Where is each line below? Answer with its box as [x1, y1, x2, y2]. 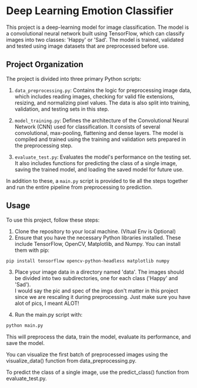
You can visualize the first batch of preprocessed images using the [6, 351, 168, 358]
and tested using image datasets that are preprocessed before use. [6, 42, 169, 50]
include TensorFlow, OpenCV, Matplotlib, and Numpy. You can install [14, 240, 181, 247]
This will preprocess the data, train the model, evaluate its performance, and [6, 333, 191, 340]
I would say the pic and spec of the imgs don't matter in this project [14, 287, 178, 294]
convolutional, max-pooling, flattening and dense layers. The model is [14, 129, 184, 136]
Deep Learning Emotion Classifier [6, 4, 173, 18]
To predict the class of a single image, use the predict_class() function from [6, 369, 189, 376]
